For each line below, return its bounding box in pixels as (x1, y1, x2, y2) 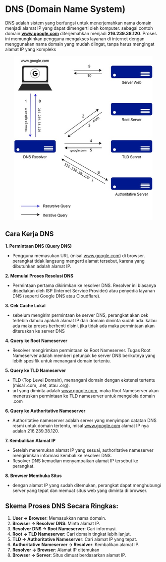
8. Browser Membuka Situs (5, 473, 62, 479)
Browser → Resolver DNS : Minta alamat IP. (12, 520, 101, 526)
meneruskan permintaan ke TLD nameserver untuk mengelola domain (12, 393, 155, 399)
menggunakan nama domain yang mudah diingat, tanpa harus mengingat (5, 41, 155, 47)
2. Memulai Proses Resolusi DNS (5, 273, 73, 279)
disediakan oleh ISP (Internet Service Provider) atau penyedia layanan (12, 287, 155, 293)
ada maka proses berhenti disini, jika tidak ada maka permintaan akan (12, 323, 155, 329)
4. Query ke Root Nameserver (5, 338, 68, 344)
